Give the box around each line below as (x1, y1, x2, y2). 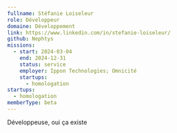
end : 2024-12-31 (19, 55, 67, 62)
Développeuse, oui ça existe (7, 118, 87, 126)
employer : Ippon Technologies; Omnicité (19, 67, 137, 74)
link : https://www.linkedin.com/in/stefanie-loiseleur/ (7, 29, 171, 36)
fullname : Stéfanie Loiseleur (7, 10, 94, 17)
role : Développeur (7, 16, 60, 23)
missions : (7, 42, 36, 49)
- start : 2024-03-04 (13, 49, 72, 56)
